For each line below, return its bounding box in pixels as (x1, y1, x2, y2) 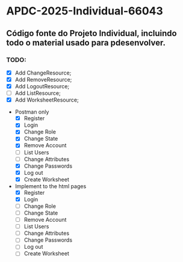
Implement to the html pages (14, 182, 87, 190)
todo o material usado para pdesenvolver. (6, 37, 166, 47)
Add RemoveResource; (14, 76, 72, 83)
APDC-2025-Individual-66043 (6, 4, 164, 18)
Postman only (14, 108, 49, 115)
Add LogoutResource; (14, 83, 70, 90)
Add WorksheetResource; (14, 96, 79, 103)
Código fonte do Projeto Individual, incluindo (6, 28, 177, 38)
